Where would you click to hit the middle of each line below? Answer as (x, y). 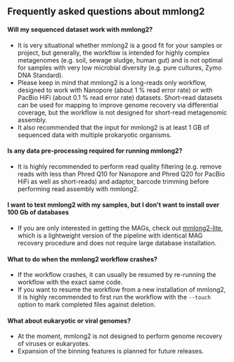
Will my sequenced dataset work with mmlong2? (80, 29)
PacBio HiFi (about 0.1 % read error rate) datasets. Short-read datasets (120, 97)
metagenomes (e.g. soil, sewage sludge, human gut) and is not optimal (120, 60)
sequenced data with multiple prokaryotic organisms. (95, 135)
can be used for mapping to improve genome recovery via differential (118, 105)
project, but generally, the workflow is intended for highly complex (113, 53)
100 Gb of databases (38, 212)
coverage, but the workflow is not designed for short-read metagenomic (122, 112)
